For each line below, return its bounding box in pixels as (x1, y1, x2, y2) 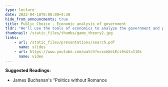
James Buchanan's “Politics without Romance (12, 77, 107, 83)
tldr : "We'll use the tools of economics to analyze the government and (5, 26, 160, 31)
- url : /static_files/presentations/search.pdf (14, 40, 115, 45)
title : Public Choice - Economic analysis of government (5, 21, 126, 26)
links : (5, 35, 19, 40)
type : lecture (5, 7, 35, 12)
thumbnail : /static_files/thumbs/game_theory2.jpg (5, 30, 113, 35)
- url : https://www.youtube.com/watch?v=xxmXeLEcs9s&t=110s (14, 49, 142, 54)
